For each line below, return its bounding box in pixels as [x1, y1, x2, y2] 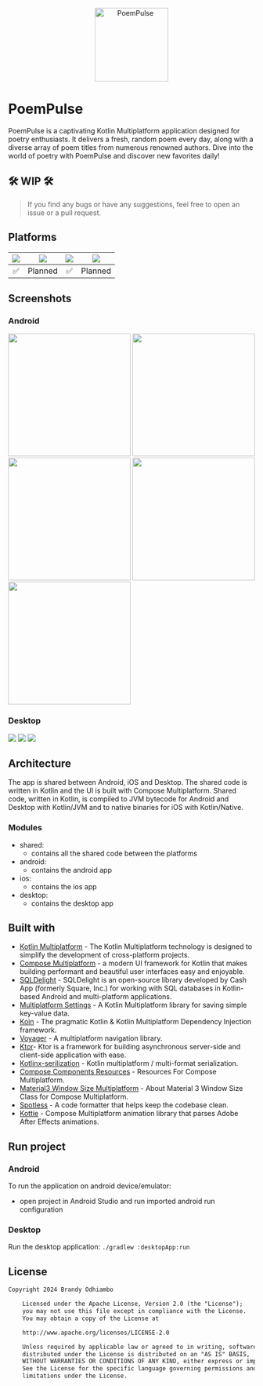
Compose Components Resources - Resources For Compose [19, 1067, 217, 1077]
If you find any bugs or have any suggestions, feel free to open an [27, 199, 240, 209]
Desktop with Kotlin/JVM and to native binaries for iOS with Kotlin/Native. [8, 803, 244, 812]
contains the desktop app [31, 899, 113, 908]
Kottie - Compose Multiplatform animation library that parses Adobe [19, 1109, 239, 1118]
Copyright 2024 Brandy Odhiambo [8, 1286, 113, 1294]
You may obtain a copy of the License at [22, 1315, 159, 1322]
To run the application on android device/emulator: [8, 1181, 172, 1191]
